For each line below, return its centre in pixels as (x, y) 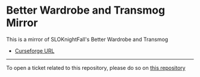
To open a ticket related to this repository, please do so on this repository (96, 68)
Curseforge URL (35, 50)
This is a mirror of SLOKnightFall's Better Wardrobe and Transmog (87, 39)
